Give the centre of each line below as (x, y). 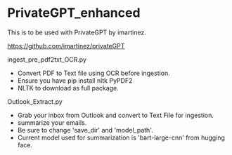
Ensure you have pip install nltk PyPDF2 (75, 80)
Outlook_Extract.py (35, 101)
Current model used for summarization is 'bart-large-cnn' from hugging (121, 137)
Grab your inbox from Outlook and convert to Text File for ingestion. (116, 115)
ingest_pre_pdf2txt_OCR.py (47, 59)
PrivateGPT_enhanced (74, 13)
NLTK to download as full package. (68, 88)
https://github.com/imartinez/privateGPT (66, 46)
